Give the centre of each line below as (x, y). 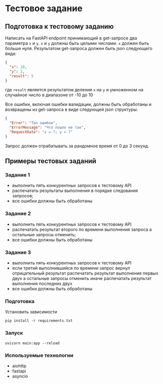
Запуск (14, 333)
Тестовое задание (44, 9)
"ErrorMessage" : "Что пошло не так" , (48, 128)
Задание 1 (18, 175)
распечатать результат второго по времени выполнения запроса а (82, 229)
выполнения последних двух (42, 284)
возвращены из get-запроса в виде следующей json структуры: (72, 109)
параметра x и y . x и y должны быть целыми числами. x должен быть (77, 43)
